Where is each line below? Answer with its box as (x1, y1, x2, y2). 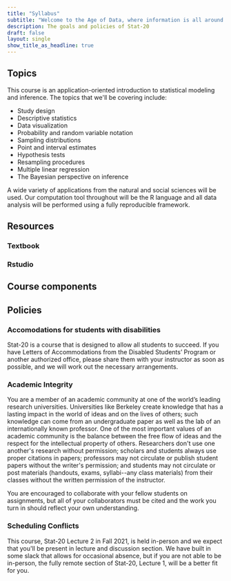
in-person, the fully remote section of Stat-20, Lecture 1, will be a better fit (7, 559, 219, 567)
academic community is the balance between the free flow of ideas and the (7, 432, 222, 440)
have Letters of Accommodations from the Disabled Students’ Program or (7, 348, 216, 356)
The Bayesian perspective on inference (17, 172, 129, 181)
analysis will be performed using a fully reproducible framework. (7, 201, 191, 209)
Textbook (7, 241, 40, 251)
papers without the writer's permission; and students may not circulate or (7, 461, 216, 469)
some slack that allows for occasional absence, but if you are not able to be (7, 551, 222, 560)
